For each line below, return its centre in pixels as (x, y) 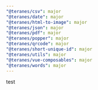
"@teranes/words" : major (36, 65)
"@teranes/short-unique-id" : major (49, 49)
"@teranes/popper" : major (37, 38)
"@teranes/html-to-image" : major (47, 22)
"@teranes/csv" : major (34, 11)
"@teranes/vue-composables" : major (49, 60)
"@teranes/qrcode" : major (37, 44)
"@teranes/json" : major (35, 28)
